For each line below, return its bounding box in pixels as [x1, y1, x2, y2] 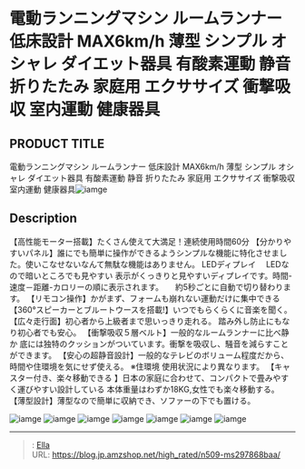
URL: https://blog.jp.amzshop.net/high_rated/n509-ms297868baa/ [31, 449, 281, 460]
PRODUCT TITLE [9, 135, 105, 151]
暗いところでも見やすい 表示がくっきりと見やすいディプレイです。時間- [25, 270, 292, 281]
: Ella [31, 439, 50, 450]
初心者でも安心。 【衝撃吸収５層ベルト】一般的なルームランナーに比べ [16, 326, 281, 337]
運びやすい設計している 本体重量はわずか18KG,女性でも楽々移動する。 [16, 384, 280, 394]
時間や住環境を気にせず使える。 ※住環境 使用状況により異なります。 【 [9, 361, 275, 372]
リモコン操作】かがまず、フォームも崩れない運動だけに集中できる [34, 293, 280, 304]
